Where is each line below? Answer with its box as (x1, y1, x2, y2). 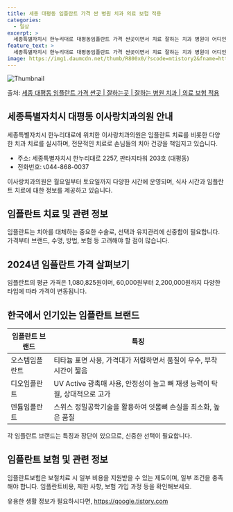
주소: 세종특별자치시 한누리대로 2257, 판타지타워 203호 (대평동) (17, 154, 189, 162)
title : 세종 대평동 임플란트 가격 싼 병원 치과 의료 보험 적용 (7, 10, 162, 17)
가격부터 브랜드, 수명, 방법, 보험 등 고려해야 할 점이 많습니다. (7, 236, 170, 245)
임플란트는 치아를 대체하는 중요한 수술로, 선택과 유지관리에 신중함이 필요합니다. (7, 228, 221, 236)
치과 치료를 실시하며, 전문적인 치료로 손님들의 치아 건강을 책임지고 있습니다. (14, 139, 218, 148)
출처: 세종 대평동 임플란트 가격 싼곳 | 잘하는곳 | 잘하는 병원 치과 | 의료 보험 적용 (7, 88, 220, 97)
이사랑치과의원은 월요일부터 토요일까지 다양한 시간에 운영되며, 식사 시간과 (7, 177, 206, 186)
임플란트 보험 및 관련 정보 (7, 454, 109, 466)
